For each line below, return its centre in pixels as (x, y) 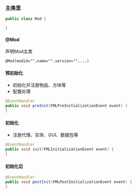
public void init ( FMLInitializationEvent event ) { (60, 149)
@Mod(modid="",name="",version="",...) (47, 61)
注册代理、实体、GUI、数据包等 (45, 135)
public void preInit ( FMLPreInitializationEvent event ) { (66, 106)
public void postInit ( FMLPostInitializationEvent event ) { (69, 182)
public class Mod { (26, 19)
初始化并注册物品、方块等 (39, 85)
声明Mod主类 (19, 51)
